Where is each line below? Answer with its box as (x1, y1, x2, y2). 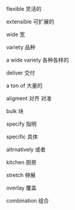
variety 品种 (6, 44, 36, 51)
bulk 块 (6, 108, 24, 114)
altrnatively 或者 (6, 146, 46, 153)
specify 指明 (6, 120, 37, 128)
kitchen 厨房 (6, 159, 37, 165)
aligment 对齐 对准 (6, 95, 52, 102)
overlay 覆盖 (6, 184, 37, 191)
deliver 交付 (6, 69, 35, 76)
